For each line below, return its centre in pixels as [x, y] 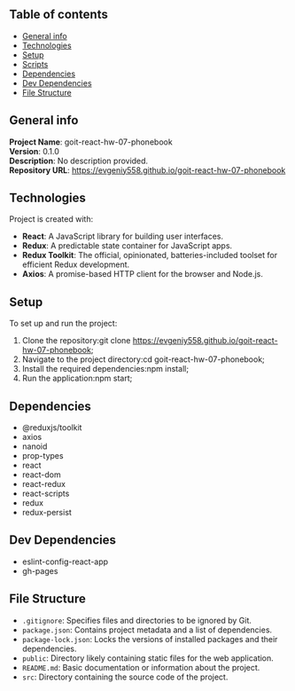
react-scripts [46, 494]
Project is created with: [51, 219]
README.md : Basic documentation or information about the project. [141, 667]
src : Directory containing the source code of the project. [125, 677]
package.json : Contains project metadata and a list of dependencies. [147, 630]
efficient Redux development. [76, 264]
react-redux [44, 484]
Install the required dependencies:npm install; [105, 369]
